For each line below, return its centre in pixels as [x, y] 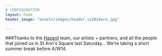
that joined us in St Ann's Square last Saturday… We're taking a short [77, 43]
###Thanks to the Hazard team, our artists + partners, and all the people [81, 38]
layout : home [19, 15]
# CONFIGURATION [22, 10]
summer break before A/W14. [36, 49]
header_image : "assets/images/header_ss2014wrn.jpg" [62, 19]
